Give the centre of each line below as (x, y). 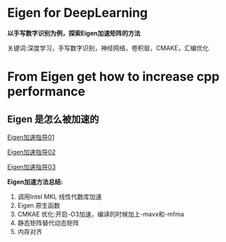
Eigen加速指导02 (31, 152)
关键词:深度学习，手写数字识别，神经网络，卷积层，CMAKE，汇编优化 (108, 48)
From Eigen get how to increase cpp (113, 77)
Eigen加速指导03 (31, 166)
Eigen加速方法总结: (35, 181)
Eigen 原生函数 (39, 205)
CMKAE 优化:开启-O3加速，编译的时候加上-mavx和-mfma (100, 214)
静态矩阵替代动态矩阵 (48, 222)
